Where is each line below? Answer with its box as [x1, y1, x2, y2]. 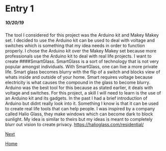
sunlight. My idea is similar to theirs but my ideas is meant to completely [5, 116, 153, 122]
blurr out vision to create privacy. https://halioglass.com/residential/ [5, 122, 144, 128]
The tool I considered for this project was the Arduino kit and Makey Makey [5, 32, 159, 38]
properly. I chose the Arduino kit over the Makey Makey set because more [5, 48, 157, 54]
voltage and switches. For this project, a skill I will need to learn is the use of [5, 90, 162, 96]
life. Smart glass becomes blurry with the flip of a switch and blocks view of [5, 69, 161, 75]
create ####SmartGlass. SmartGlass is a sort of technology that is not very [5, 58, 159, 64]
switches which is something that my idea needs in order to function [5, 43, 145, 49]
